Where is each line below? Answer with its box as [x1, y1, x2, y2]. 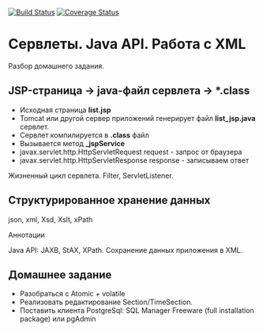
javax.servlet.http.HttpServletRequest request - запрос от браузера [19, 147, 242, 156]
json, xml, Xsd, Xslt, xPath [8, 214, 93, 224]
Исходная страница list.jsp [19, 105, 111, 115]
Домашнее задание [8, 268, 112, 281]
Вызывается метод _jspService [19, 138, 125, 148]
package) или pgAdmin [19, 314, 96, 324]
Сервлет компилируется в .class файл [19, 130, 149, 140]
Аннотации [8, 230, 45, 239]
